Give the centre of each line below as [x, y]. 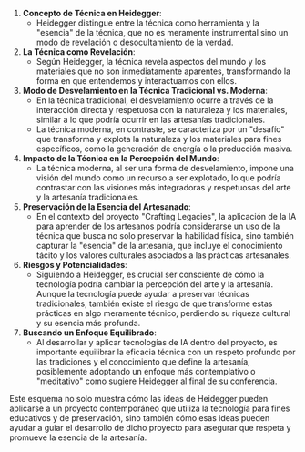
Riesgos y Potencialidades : [75, 265]
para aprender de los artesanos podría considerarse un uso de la [158, 226]
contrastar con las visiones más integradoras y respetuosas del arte [163, 187]
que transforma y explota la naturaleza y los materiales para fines [159, 139]
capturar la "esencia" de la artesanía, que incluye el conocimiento [159, 246]
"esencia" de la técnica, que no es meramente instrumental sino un [162, 32]
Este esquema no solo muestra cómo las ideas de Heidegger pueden [139, 399]
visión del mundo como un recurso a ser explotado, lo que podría [158, 178]
